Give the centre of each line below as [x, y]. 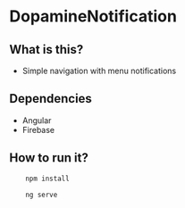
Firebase [38, 129]
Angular [37, 120]
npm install [47, 179]
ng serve [42, 195]
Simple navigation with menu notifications [99, 71]
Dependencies [50, 99]
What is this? [46, 50]
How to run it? [49, 158]
